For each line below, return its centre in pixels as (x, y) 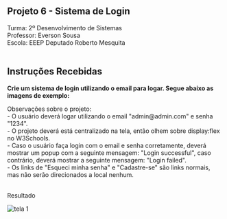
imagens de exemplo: (38, 95)
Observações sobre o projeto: (49, 109)
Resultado (21, 195)
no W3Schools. (28, 138)
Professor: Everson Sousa (44, 35)
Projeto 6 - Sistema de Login (69, 11)
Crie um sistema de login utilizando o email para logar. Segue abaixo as (110, 88)
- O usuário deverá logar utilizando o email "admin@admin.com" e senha (110, 116)
